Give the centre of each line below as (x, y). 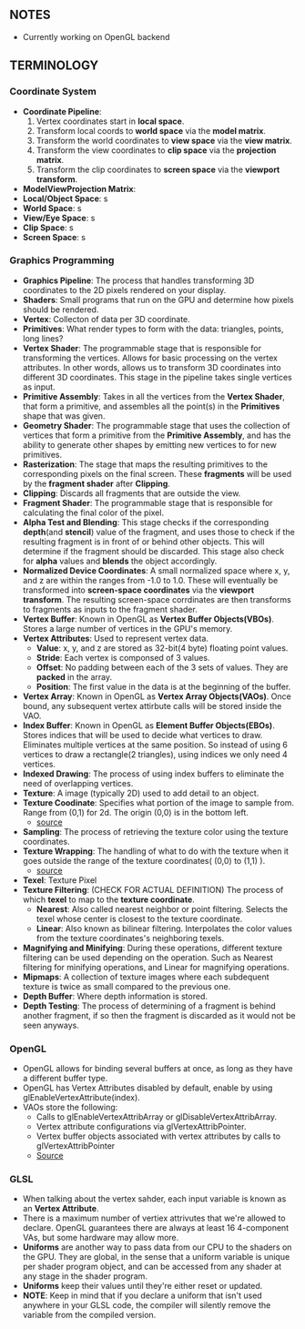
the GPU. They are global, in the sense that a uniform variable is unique (156, 1257)
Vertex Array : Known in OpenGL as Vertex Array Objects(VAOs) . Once (157, 696)
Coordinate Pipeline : (62, 111)
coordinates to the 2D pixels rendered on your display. (124, 289)
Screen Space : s (54, 237)
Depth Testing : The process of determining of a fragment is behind (149, 1006)
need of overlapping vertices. (78, 783)
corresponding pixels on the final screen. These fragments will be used (157, 473)
